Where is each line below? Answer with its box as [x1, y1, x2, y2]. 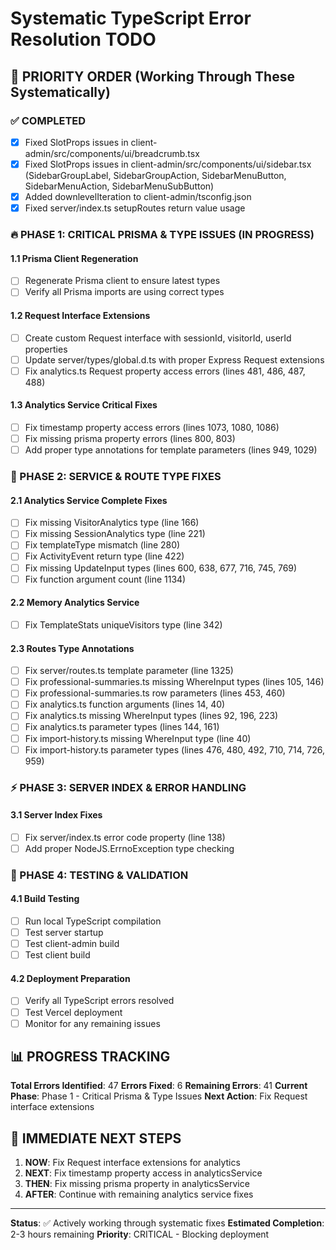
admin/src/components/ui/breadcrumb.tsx [24, 147, 200, 159]
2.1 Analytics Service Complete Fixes [10, 494, 168, 506]
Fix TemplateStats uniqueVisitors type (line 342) [24, 618, 223, 631]
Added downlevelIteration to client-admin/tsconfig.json [24, 191, 252, 202]
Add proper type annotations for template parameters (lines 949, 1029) [24, 444, 318, 456]
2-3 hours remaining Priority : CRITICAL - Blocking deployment [10, 1228, 270, 1241]
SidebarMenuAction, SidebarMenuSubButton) [24, 180, 215, 192]
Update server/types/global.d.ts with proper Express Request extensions [24, 353, 325, 366]
